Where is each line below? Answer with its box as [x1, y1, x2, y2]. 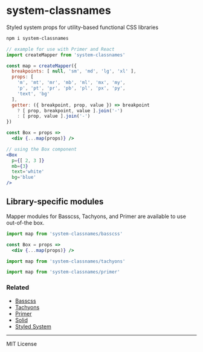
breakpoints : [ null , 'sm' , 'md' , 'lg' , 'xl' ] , [11, 68, 137, 74]
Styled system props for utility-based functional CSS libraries [6, 24, 159, 31]
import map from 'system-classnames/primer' [6, 269, 120, 275]
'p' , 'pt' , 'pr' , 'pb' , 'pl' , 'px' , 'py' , [17, 85, 126, 91]
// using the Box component [6, 146, 77, 152]
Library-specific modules [6, 197, 104, 207]
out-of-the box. [6, 219, 45, 226]
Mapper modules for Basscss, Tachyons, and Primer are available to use [6, 213, 186, 220]
